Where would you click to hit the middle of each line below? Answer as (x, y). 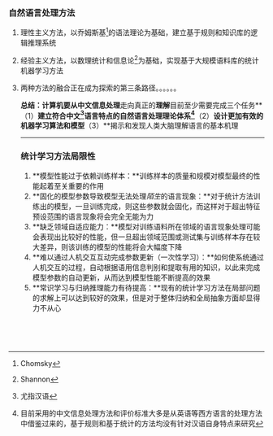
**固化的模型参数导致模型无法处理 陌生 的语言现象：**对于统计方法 (143, 196)
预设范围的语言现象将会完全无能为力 (93, 216)
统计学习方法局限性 (58, 156)
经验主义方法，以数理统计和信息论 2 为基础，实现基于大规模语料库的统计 (139, 59)
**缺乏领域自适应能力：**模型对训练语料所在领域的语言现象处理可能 (146, 226)
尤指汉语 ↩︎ (39, 395)
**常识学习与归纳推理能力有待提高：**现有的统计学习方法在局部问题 (146, 287)
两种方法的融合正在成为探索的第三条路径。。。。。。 (100, 88)
